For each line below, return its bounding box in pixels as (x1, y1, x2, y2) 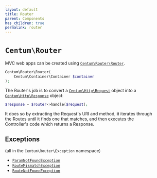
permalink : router (5, 25, 42, 30)
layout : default (5, 7, 38, 12)
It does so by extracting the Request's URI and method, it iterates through (5, 111, 152, 116)
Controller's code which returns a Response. (5, 121, 95, 127)
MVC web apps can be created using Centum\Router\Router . (5, 60, 125, 66)
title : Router (5, 12, 34, 16)
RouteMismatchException (12, 163, 61, 168)
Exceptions (5, 135, 40, 143)
